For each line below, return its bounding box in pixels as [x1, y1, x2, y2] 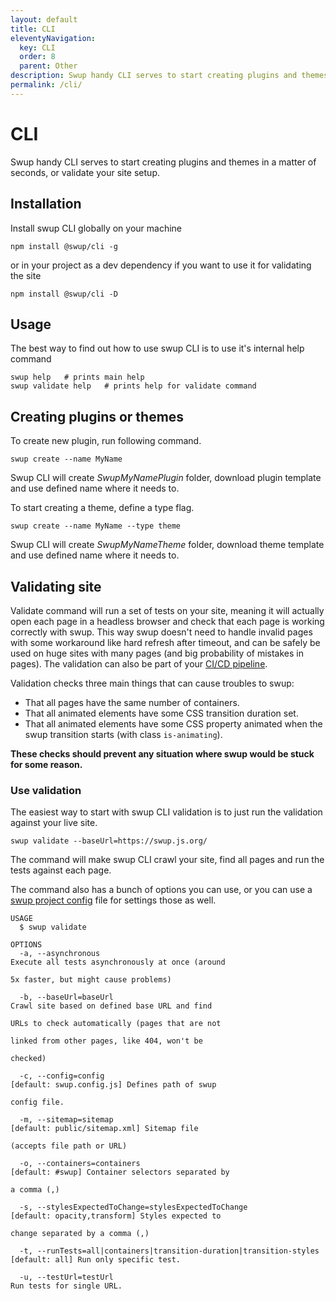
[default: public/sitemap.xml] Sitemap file [10, 1124, 199, 1134]
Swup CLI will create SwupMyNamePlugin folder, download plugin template [10, 472, 322, 484]
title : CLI [10, 24, 56, 34]
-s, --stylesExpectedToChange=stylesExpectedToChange [19, 1202, 248, 1213]
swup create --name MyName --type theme [10, 521, 182, 531]
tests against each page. [10, 864, 112, 876]
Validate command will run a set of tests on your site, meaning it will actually [10, 604, 325, 616]
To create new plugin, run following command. [10, 435, 202, 447]
